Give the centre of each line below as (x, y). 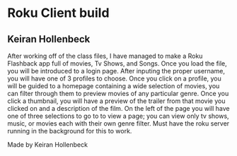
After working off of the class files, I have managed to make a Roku (105, 56)
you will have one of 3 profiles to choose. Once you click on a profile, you (114, 78)
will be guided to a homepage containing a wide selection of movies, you (114, 86)
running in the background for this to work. (70, 131)
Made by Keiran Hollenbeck (48, 145)
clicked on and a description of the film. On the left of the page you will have (118, 108)
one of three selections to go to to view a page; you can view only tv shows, (118, 116)
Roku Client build (58, 13)
